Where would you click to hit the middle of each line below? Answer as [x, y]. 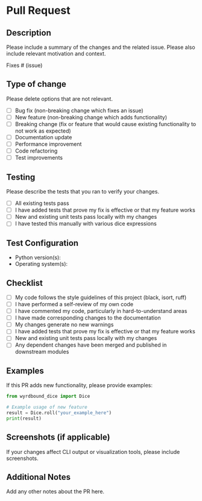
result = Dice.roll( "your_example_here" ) [59, 413]
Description [29, 33]
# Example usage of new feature [47, 408]
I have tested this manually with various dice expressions [86, 224]
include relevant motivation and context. [56, 54]
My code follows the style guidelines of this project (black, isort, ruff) [101, 297]
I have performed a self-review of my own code [74, 304]
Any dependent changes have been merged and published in [91, 345]
